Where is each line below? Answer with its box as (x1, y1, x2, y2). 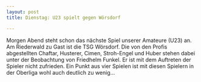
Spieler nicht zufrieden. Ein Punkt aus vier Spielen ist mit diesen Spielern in (6, 62, 194, 70)
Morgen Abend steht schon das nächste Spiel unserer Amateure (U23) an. (6, 36, 192, 44)
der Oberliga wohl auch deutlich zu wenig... (6, 69, 115, 76)
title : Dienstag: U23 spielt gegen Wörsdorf (6, 15, 121, 21)
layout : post (6, 9, 39, 15)
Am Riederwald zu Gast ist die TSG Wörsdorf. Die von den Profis (6, 43, 168, 50)
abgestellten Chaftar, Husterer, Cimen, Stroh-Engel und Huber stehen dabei (6, 49, 196, 56)
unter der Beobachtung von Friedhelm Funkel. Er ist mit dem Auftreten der (6, 56, 191, 63)
